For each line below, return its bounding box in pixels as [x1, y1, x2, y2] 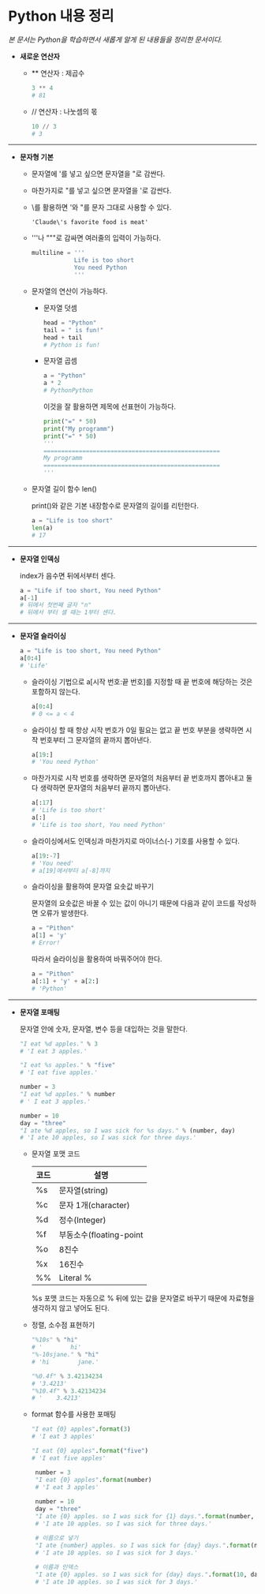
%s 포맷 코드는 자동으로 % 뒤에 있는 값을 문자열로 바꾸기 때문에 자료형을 [31, 1293, 255, 1303]
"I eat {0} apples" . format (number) [35, 1476, 152, 1484]
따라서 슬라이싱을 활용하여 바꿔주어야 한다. [31, 954, 163, 964]
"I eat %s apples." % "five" [19, 1061, 116, 1069]
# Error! [31, 939, 61, 947]
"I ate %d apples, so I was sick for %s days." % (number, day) [19, 1126, 236, 1135]
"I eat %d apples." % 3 [19, 1039, 99, 1048]
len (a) [31, 524, 54, 532]
